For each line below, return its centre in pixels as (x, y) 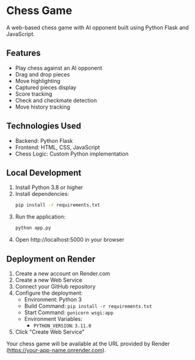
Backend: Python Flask (44, 140)
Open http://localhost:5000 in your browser (70, 240)
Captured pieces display (46, 87)
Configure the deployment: (49, 293)
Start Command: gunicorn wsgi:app (69, 312)
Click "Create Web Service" (50, 332)
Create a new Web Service (48, 280)
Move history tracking (43, 107)
